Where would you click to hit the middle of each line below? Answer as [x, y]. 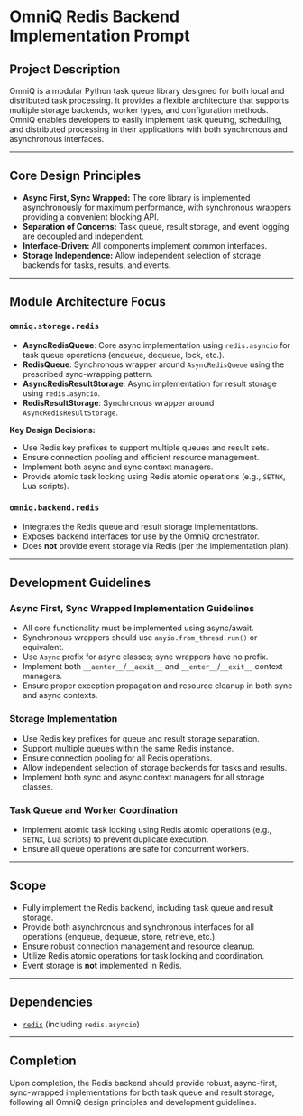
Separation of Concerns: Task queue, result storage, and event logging [156, 226]
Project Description [65, 69]
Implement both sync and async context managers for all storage [143, 777]
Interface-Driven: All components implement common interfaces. [145, 245]
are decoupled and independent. [83, 236]
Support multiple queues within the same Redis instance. [128, 748]
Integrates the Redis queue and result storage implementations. [140, 526]
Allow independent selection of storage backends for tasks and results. [155, 767]
